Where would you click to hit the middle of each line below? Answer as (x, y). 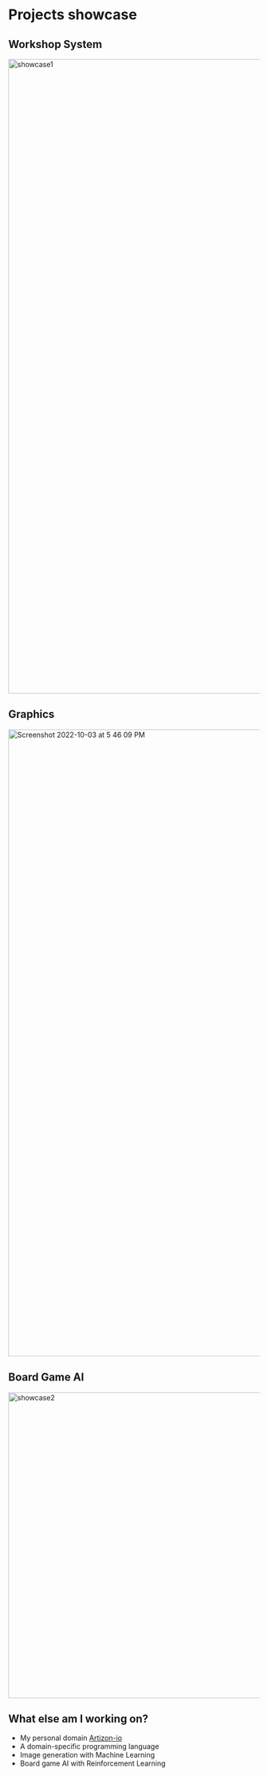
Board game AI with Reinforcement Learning (93, 1763)
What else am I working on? (79, 1719)
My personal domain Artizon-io (71, 1738)
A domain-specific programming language (89, 1746)
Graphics (32, 714)
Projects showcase (73, 15)
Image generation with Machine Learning (87, 1755)
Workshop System (55, 44)
